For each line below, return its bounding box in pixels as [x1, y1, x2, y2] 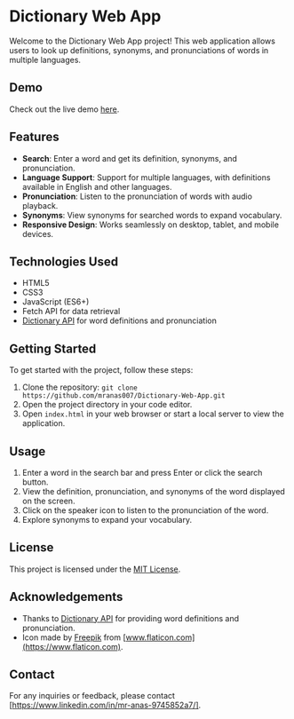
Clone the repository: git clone [21, 382, 138, 392]
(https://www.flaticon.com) [21, 641, 122, 652]
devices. [21, 228, 54, 239]
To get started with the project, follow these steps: [9, 365, 194, 375]
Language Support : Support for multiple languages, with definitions [21, 171, 271, 183]
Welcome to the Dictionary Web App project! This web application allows [9, 36, 275, 46]
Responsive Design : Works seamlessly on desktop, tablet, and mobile [21, 219, 280, 230]
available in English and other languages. [21, 181, 172, 192]
